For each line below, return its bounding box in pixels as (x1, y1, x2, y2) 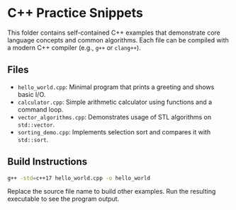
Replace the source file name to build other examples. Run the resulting (7, 187, 216, 196)
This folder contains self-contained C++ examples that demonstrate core (7, 28, 221, 37)
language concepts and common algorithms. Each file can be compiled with (7, 35, 229, 44)
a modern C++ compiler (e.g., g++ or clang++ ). (7, 43, 141, 52)
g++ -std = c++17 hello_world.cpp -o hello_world (7, 175, 151, 182)
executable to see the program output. (7, 194, 120, 203)
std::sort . (17, 135, 49, 144)
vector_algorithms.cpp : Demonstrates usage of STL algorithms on (17, 112, 212, 121)
